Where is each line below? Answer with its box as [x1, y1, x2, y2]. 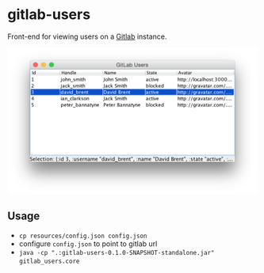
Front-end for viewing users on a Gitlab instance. [7, 32, 167, 41]
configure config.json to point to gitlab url [18, 239, 158, 248]
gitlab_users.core [18, 257, 80, 265]
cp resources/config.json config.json [18, 232, 147, 240]
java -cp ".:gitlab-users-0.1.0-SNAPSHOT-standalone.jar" [18, 248, 215, 256]
